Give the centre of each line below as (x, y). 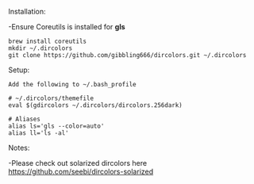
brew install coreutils (48, 41)
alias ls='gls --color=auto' (56, 126)
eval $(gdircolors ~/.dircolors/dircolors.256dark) (95, 105)
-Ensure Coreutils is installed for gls (67, 27)
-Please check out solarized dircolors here (78, 163)
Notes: (19, 148)
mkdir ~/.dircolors (40, 48)
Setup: (19, 70)
